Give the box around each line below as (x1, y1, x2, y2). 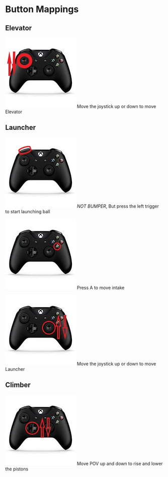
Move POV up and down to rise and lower (76, 460, 163, 466)
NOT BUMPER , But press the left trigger (76, 203, 159, 209)
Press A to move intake (76, 284, 125, 291)
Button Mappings (5, 4, 79, 15)
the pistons (5, 466, 29, 472)
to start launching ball (5, 208, 50, 214)
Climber (5, 380, 31, 390)
